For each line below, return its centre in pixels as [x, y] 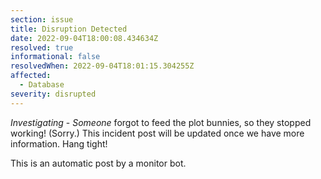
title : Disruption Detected [69, 29]
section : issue [42, 19]
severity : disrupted [53, 94]
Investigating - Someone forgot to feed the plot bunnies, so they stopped [161, 122]
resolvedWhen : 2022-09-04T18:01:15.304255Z [102, 66]
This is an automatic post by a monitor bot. [98, 163]
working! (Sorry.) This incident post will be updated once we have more [157, 133]
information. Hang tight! [59, 143]
